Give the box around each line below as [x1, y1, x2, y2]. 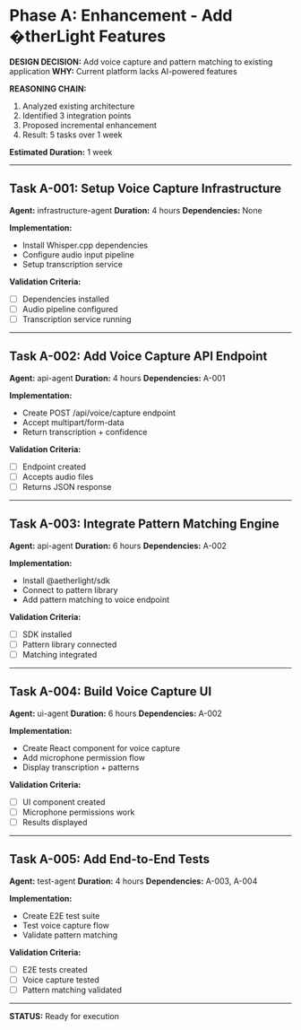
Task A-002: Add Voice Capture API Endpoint [9, 349, 268, 364]
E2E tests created [21, 964, 88, 974]
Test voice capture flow [21, 920, 110, 930]
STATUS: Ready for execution [9, 1010, 119, 1021]
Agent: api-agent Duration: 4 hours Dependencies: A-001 [9, 372, 226, 383]
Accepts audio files [21, 471, 94, 482]
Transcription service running [21, 313, 132, 324]
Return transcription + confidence [21, 426, 148, 437]
